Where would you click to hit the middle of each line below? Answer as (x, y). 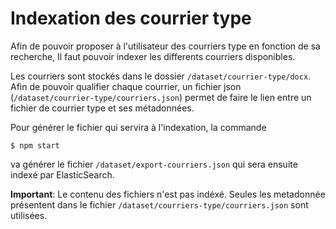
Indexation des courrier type (131, 18)
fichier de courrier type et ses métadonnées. (102, 108)
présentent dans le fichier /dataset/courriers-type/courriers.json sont (159, 204)
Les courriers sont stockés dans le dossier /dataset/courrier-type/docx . (161, 76)
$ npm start (35, 145)
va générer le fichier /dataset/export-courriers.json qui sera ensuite (154, 164)
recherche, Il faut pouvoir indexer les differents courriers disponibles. (153, 56)
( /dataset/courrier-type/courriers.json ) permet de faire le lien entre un (161, 97)
